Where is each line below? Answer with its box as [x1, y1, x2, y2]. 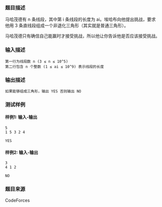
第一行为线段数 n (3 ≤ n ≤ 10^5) [5, 59, 68, 64]
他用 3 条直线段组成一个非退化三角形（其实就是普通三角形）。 [5, 23, 129, 29]
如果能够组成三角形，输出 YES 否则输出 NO [5, 89, 81, 94]
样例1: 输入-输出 [5, 114, 38, 120]
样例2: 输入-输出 [5, 149, 38, 155]
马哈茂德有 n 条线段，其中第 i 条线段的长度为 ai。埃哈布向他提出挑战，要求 [5, 16, 156, 23]
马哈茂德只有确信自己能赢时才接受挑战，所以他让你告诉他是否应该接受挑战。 [5, 33, 160, 39]
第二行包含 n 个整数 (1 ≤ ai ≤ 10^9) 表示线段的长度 [5, 64, 104, 69]
